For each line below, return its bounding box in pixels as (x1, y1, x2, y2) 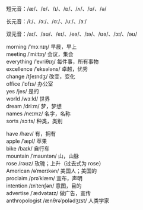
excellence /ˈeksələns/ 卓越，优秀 (6, 65, 88, 73)
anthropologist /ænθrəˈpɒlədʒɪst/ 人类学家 (6, 197, 110, 204)
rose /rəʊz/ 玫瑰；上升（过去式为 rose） (6, 160, 104, 167)
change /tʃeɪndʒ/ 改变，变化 (6, 73, 75, 80)
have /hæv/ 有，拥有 (6, 130, 56, 137)
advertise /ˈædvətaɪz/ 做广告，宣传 (6, 190, 91, 196)
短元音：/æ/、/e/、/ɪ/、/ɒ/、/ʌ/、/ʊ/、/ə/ (6, 5, 107, 12)
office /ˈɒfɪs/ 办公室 (6, 80, 53, 87)
